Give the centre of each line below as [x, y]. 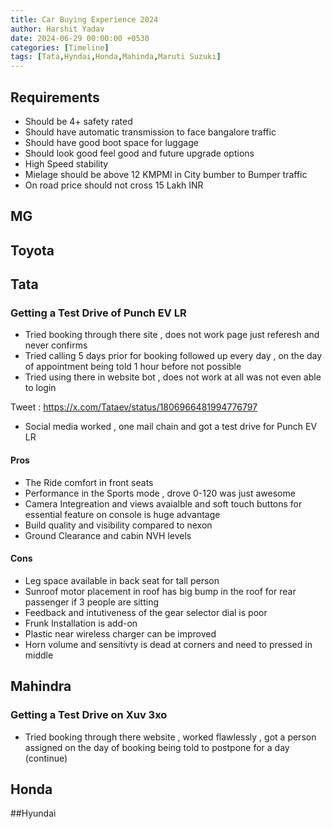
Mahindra [41, 686]
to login [40, 388]
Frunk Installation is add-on [81, 623]
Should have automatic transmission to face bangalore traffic [150, 132]
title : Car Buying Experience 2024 [84, 19]
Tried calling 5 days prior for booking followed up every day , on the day [173, 356]
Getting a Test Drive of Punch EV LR [98, 313]
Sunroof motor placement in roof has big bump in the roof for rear [160, 591]
